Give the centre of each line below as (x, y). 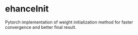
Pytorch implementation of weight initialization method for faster (69, 22)
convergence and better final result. (41, 27)
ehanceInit (27, 9)
